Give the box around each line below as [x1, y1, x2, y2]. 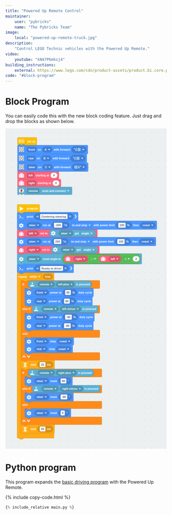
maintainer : [5, 13, 31, 19]
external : [14, 68, 36, 73]
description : [5, 41, 33, 46]
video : [5, 51, 19, 56]
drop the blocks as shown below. [5, 118, 75, 125]
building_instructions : [5, 62, 56, 68]
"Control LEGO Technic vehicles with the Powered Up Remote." [14, 46, 150, 51]
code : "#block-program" [5, 73, 56, 78]
